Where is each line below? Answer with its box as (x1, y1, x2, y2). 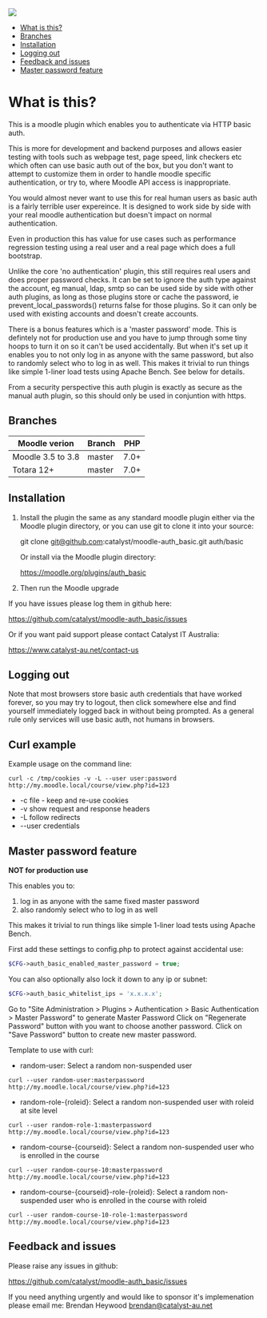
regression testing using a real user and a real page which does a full (8, 242, 236, 252)
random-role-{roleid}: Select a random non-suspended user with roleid (19, 1097, 254, 1106)
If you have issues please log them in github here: (8, 599, 172, 608)
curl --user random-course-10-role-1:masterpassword (8, 1211, 188, 1219)
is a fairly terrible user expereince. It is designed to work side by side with (8, 201, 252, 211)
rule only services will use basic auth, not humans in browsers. (8, 715, 215, 724)
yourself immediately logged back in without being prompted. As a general (8, 707, 254, 716)
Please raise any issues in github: (8, 1260, 118, 1270)
